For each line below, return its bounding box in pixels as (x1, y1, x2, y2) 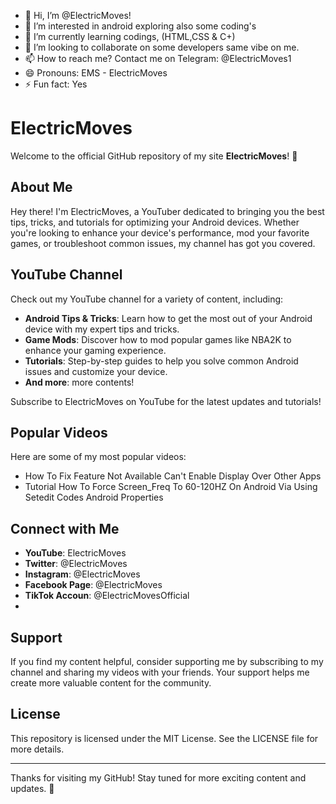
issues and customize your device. (24, 365, 168, 377)
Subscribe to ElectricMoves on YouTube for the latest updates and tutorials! (10, 395, 322, 407)
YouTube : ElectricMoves (24, 547, 127, 559)
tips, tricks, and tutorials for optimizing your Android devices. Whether (10, 216, 300, 228)
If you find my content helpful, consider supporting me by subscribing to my (10, 656, 324, 667)
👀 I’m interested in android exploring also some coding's (24, 20, 257, 32)
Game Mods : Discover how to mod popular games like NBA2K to (24, 333, 292, 345)
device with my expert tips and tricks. (24, 323, 180, 335)
